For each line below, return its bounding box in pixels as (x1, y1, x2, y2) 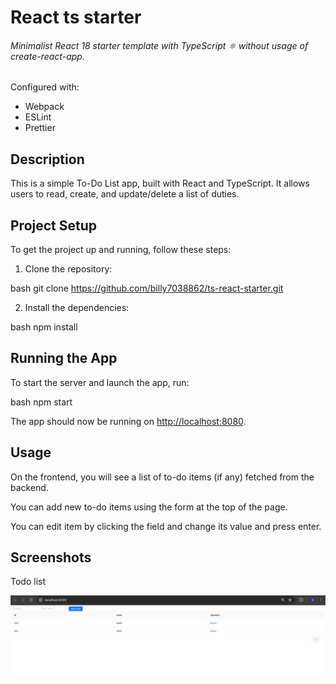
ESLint (24, 111, 52, 123)
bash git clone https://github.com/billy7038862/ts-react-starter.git (10, 282, 284, 295)
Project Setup (10, 217, 98, 234)
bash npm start (10, 396, 73, 408)
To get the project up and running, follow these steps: (10, 244, 232, 256)
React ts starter (10, 6, 142, 29)
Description (10, 151, 85, 168)
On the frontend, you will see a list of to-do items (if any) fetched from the (10, 471, 315, 483)
